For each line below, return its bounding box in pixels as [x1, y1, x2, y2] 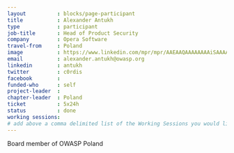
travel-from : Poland [7, 42, 82, 49]
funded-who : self [7, 81, 77, 88]
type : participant [7, 23, 98, 30]
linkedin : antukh [7, 62, 82, 69]
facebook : [7, 74, 61, 82]
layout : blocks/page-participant [7, 10, 136, 17]
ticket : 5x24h [7, 101, 79, 108]
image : [7, 49, 61, 56]
